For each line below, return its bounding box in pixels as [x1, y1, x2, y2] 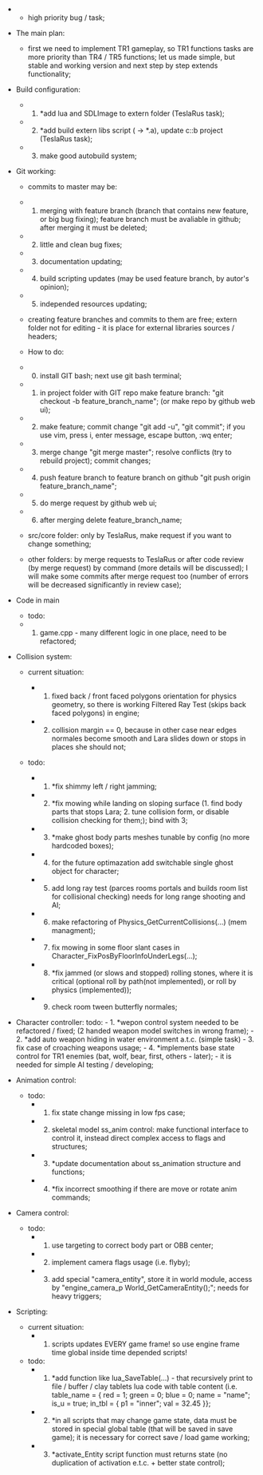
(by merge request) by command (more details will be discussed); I [27, 564, 249, 572]
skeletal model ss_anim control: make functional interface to [51, 1125, 249, 1134]
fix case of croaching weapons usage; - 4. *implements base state [15, 1043, 235, 1052]
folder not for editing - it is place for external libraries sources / [27, 323, 235, 332]
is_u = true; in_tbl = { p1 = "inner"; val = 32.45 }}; [51, 1398, 211, 1408]
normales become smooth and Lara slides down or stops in [51, 734, 246, 743]
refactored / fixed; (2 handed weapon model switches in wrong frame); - [15, 1026, 254, 1035]
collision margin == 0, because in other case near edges [51, 726, 237, 734]
